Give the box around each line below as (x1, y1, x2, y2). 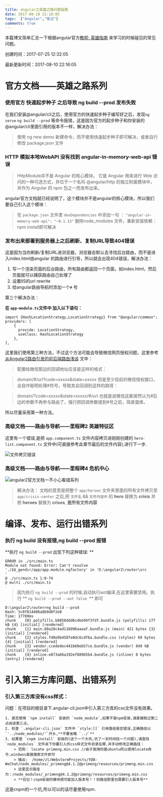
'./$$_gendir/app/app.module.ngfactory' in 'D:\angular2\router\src (5, 567, 147, 572)
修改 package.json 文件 (17, 140, 64, 146)
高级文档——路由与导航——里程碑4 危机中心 (5, 465, 109, 472)
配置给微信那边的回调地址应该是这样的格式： (17, 366, 107, 372)
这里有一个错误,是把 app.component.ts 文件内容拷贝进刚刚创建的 (5, 435, 133, 441)
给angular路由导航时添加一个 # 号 (12, 284, 78, 290)
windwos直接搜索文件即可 (11, 752, 55, 757)
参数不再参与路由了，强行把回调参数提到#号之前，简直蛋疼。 (25, 399, 148, 405)
